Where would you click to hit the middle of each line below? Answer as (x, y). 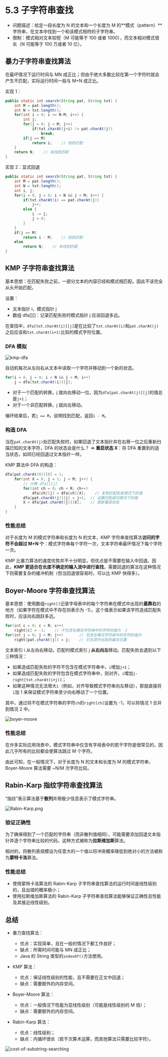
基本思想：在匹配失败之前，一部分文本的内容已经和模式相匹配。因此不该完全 (84, 281)
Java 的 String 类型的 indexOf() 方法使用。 (63, 956)
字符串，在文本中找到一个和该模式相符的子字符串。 (65, 31)
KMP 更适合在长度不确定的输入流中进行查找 (59, 567)
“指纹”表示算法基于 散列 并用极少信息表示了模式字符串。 (62, 798)
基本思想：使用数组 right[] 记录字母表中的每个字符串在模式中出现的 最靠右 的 (83, 604)
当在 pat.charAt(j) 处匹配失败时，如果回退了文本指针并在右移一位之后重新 (81, 442)
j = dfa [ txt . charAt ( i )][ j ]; (43, 382)
